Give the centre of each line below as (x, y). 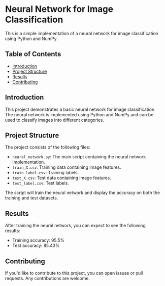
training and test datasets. (32, 198)
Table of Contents (33, 54)
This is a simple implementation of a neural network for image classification (82, 33)
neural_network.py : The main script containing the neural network (79, 157)
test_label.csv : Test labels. (40, 183)
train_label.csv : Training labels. (46, 173)
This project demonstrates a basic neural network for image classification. (81, 109)
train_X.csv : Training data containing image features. (67, 167)
